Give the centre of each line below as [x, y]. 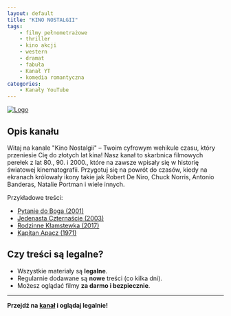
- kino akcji [38, 45]
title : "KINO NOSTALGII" [43, 20]
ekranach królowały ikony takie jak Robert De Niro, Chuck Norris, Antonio [111, 177]
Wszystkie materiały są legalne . [62, 271]
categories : [24, 84]
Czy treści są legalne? [55, 255]
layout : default [30, 13]
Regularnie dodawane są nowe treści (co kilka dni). [90, 278]
